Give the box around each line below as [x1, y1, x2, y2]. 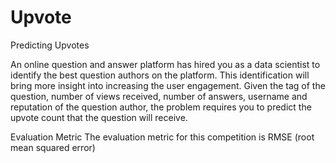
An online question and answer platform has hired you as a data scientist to [10, 58, 321, 70]
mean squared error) [10, 141, 96, 153]
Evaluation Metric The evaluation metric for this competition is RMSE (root [10, 131, 315, 143]
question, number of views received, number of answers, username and [10, 90, 308, 102]
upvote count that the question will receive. [10, 111, 188, 123]
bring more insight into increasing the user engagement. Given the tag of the [10, 79, 326, 91]
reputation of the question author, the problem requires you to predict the [10, 101, 312, 113]
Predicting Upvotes [10, 39, 90, 51]
